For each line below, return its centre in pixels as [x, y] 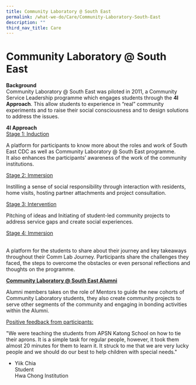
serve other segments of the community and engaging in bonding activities [97, 304]
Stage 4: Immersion [30, 233]
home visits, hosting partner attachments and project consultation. [86, 193]
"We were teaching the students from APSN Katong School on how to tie [94, 334]
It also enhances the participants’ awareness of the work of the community [97, 158]
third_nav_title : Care [34, 28]
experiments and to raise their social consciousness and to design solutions [97, 110]
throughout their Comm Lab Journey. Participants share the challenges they [97, 257]
